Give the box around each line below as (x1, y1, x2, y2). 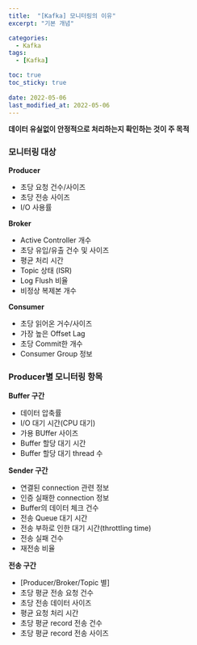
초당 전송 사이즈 (19, 192, 70, 202)
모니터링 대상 (8, 146, 57, 158)
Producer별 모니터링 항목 (8, 371, 103, 382)
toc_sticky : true (8, 78, 67, 86)
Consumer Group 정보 (19, 348, 93, 358)
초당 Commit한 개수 (19, 339, 83, 348)
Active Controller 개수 (19, 235, 91, 245)
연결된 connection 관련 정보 (19, 483, 110, 492)
